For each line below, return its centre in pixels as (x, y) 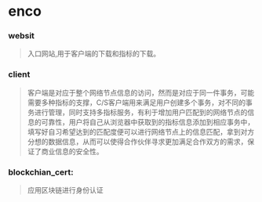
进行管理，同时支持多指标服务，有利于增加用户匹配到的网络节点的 (141, 112)
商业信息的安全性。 (72, 151)
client (19, 74)
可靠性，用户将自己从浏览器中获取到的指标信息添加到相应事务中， (148, 122)
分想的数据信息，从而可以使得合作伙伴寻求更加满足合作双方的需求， (137, 141)
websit (22, 36)
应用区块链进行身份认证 (65, 190)
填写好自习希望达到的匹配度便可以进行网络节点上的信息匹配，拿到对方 (141, 132)
